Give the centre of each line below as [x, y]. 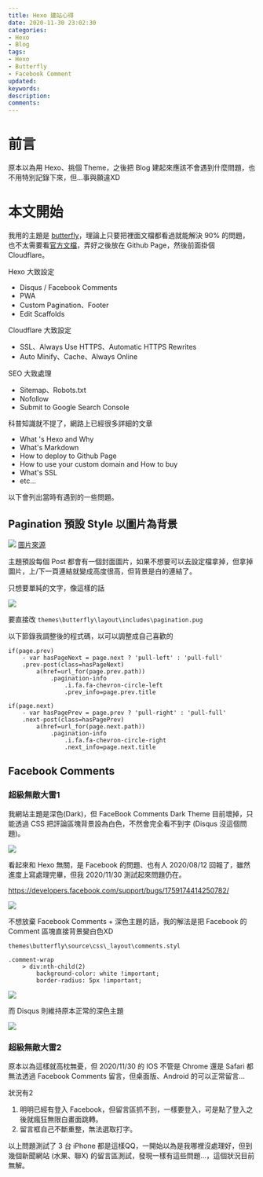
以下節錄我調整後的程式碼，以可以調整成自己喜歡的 [91, 636]
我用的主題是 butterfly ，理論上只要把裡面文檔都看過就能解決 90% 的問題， [129, 235]
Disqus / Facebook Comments [68, 287]
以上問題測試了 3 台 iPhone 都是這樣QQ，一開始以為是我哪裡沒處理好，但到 [130, 1146]
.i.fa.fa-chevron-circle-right [115, 740]
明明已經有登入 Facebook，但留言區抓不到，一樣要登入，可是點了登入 [133, 1109]
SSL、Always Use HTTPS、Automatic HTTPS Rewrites [108, 347]
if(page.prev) [31, 651]
